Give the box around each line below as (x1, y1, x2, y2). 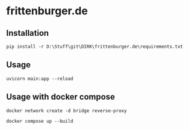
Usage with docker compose (6, 92, 115, 102)
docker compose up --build (6, 118, 74, 124)
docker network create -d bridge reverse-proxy (6, 107, 127, 114)
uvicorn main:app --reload (6, 76, 74, 82)
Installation (6, 28, 49, 38)
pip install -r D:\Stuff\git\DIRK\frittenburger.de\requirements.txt (6, 44, 184, 49)
